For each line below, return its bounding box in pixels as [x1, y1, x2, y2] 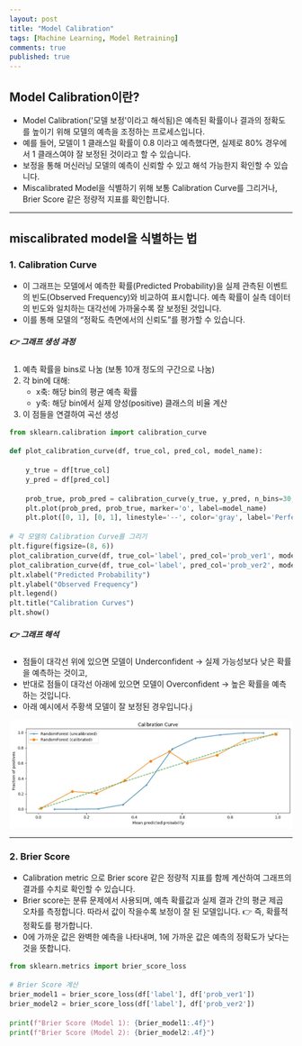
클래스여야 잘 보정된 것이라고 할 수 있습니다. [37, 149, 191, 159]
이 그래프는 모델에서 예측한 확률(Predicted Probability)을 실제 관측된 [22, 280, 264, 291]
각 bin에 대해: [22, 375, 70, 386]
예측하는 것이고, [31, 668, 88, 678]
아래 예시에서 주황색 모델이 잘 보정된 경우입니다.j [22, 701, 193, 712]
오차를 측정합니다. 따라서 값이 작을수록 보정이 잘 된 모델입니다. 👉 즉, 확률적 [22, 905, 289, 916]
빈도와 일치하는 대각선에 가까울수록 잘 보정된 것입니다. [31, 303, 222, 314]
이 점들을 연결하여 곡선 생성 [22, 408, 120, 419]
